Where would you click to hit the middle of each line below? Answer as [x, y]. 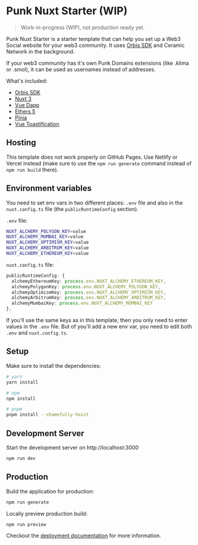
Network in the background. [40, 51]
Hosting [21, 143]
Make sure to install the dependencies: [54, 366]
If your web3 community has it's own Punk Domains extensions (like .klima [98, 63]
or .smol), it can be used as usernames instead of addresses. [81, 69]
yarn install [22, 382]
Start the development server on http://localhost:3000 [72, 448]
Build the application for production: [50, 491]
